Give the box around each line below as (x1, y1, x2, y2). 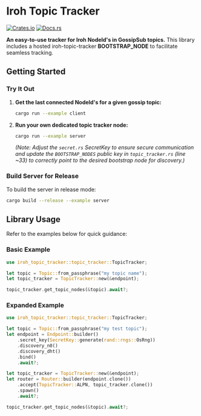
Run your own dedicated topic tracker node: (15, 121, 128, 129)
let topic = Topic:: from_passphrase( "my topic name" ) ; (6, 270, 148, 277)
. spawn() (17, 387, 39, 394)
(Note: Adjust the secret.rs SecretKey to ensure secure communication (15, 144, 194, 151)
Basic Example (6, 246, 50, 254)
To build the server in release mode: (6, 186, 96, 193)
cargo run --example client (15, 110, 86, 116)
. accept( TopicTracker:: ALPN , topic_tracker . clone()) (17, 382, 153, 388)
